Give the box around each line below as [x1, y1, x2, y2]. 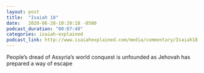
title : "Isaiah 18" [6, 14, 59, 21]
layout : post [6, 8, 40, 15]
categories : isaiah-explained [6, 31, 84, 37]
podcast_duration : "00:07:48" [6, 25, 84, 32]
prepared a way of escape [6, 60, 73, 67]
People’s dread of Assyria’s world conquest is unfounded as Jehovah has [6, 54, 191, 60]
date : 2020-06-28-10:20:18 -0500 [6, 20, 97, 26]
